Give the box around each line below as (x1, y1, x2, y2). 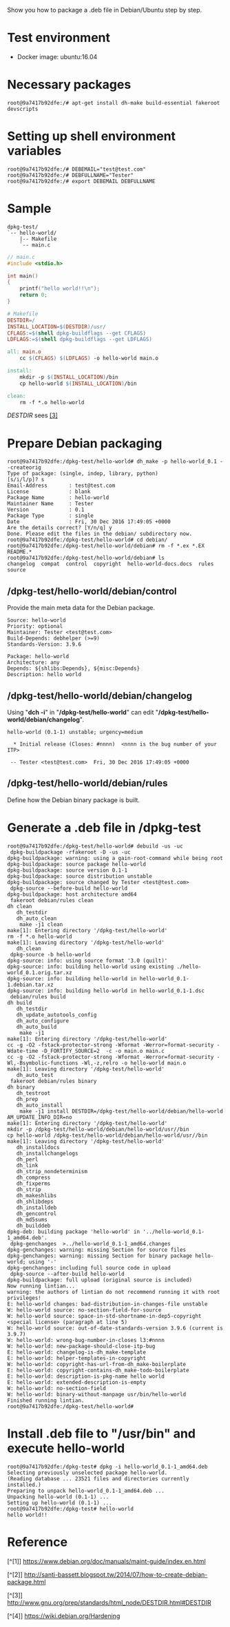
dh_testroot (16, 1089, 51, 1097)
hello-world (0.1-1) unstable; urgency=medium (7, 728, 143, 735)
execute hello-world (7, 1440, 125, 1456)
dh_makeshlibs (16, 1192, 57, 1199)
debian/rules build (10, 993, 67, 1000)
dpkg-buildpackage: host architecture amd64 (7, 891, 137, 898)
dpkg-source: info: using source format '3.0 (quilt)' (7, 957, 168, 964)
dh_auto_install (16, 1102, 63, 1109)
